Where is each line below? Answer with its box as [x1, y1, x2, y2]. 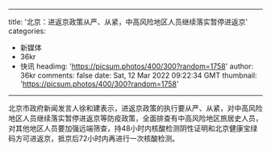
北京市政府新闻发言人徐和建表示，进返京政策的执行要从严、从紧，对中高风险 [8, 103, 263, 113]
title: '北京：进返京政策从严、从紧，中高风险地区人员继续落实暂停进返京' [8, 17, 248, 27]
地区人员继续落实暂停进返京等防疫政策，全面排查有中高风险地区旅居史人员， [8, 114, 263, 123]
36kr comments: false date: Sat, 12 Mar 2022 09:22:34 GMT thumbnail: [19, 70, 257, 80]
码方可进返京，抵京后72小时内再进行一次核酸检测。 [8, 134, 180, 143]
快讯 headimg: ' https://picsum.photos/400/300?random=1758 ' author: [19, 61, 254, 71]
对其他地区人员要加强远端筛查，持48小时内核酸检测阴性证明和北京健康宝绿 [8, 124, 258, 133]
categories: [8, 26, 46, 36]
